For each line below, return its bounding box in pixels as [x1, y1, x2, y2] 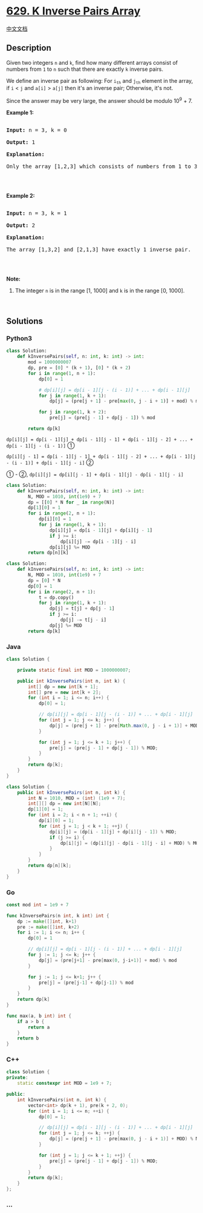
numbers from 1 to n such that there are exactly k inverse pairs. [6, 65, 164, 73]
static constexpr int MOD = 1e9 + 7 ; [17, 1081, 112, 1087]
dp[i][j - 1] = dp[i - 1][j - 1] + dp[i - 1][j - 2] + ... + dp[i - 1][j [6, 454, 196, 460]
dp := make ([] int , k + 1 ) [17, 918, 77, 925]
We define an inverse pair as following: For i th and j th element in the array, [6, 77, 193, 85]
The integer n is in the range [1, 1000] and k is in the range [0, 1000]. [14, 287, 185, 294]
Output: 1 [6, 138, 35, 146]
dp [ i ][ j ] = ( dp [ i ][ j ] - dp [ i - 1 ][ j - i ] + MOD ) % [60, 840, 191, 846]
